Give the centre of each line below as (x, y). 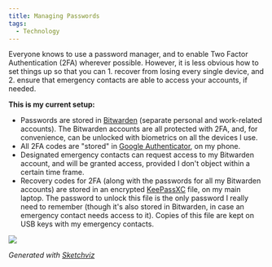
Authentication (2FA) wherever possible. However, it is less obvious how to (134, 63)
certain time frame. (52, 173)
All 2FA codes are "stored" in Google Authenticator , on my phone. (130, 147)
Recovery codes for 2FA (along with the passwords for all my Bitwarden (140, 181)
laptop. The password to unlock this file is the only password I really (134, 198)
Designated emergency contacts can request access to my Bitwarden (137, 155)
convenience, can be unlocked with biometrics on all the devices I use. (139, 138)
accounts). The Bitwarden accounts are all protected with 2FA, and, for (139, 129)
